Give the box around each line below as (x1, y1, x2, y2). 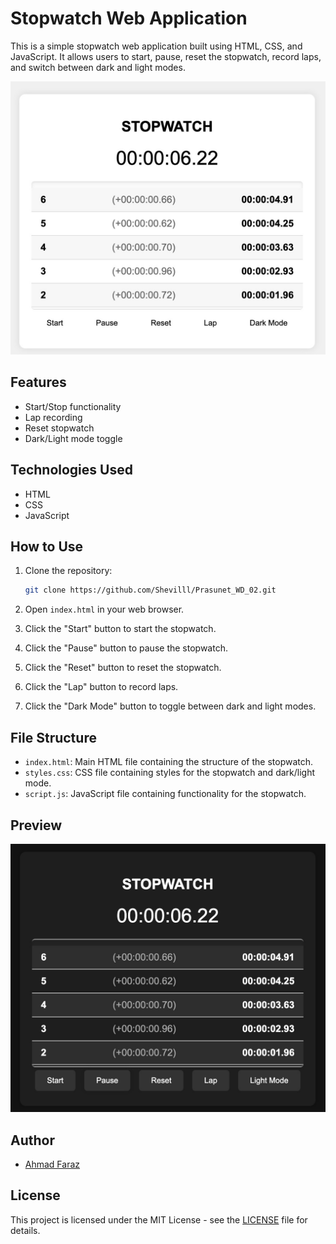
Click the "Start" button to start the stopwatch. (24, 623, 217, 635)
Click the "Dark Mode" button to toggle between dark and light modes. (24, 700, 317, 712)
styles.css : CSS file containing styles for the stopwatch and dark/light (24, 767, 316, 779)
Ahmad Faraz (24, 1158, 81, 1170)
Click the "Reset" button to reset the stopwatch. (24, 662, 222, 674)
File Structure (10, 729, 97, 746)
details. (10, 1224, 41, 1236)
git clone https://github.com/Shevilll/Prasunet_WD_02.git (24, 585, 277, 596)
